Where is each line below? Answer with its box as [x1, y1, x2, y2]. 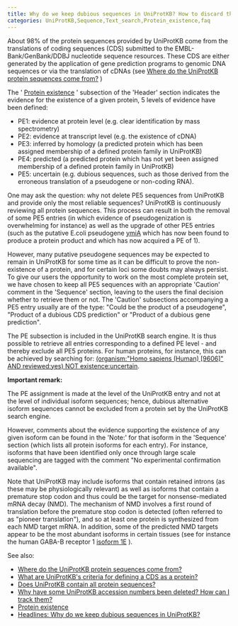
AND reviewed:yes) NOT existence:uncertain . [7, 361, 140, 370]
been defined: [7, 103, 48, 111]
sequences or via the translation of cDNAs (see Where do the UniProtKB [7, 67, 218, 75]
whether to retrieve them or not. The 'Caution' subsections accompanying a [7, 295, 229, 304]
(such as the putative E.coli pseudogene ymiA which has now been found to [7, 229, 229, 237]
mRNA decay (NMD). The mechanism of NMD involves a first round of [7, 500, 212, 508]
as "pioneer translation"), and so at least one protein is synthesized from [7, 515, 220, 523]
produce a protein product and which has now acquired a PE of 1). [7, 236, 200, 245]
